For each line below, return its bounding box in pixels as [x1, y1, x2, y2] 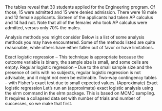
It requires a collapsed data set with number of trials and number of [5, 95, 141, 101]
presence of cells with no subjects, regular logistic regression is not [5, 70, 141, 75]
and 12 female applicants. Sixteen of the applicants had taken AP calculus [5, 15, 153, 20]
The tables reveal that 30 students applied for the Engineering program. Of [5, 4, 155, 10]
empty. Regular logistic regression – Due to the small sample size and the [5, 64, 152, 70]
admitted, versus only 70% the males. [5, 25, 81, 31]
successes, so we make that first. [5, 101, 72, 106]
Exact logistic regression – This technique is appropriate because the [5, 54, 144, 60]
